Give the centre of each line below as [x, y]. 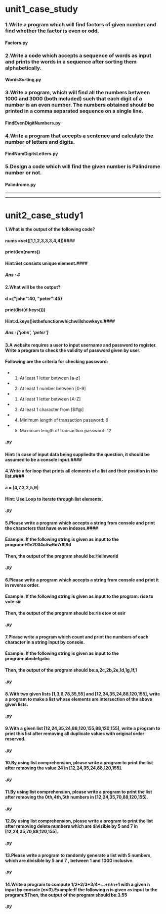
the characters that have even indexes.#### [52, 528]
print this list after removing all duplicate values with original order [75, 734]
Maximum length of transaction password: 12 [65, 430]
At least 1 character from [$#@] [52, 409]
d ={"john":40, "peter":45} [34, 298]
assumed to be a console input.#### [44, 459]
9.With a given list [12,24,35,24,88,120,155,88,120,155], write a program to [83, 728]
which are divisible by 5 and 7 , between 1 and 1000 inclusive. [69, 860]
